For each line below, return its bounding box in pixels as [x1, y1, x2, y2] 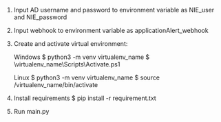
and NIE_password [13, 13, 67, 21]
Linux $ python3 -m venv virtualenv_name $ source [13, 73, 160, 82]
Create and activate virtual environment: [13, 40, 128, 47]
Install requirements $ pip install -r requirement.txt [13, 94, 156, 102]
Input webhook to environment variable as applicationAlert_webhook [13, 27, 209, 34]
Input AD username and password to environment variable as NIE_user [13, 6, 215, 14]
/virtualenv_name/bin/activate [13, 81, 98, 88]
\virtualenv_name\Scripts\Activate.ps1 [13, 60, 120, 68]
